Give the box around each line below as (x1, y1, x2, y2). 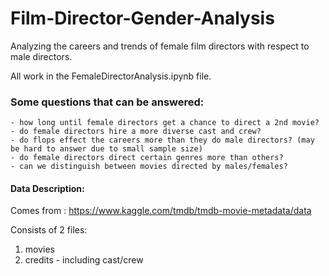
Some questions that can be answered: (10, 95, 205, 109)
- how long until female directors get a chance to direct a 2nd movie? (10, 118, 320, 128)
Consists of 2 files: (10, 224, 88, 236)
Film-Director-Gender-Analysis (10, 7, 275, 30)
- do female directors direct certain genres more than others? (10, 153, 284, 163)
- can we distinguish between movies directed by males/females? (10, 162, 288, 172)
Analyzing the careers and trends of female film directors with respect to (10, 40, 310, 52)
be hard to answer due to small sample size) (10, 144, 203, 154)
